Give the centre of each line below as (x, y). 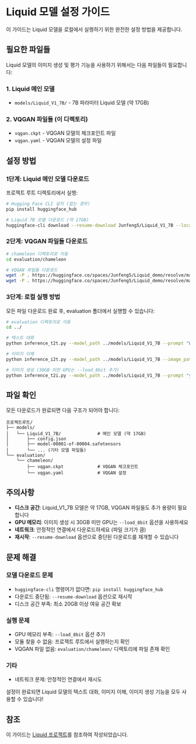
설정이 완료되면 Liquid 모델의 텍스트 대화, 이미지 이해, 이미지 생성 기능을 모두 (93, 692)
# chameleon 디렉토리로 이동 (37, 254)
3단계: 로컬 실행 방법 (33, 297)
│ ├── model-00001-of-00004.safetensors (64, 444)
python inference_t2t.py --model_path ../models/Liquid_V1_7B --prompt (95, 343)
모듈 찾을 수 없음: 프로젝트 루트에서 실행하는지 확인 (72, 641)
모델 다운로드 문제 (30, 575)
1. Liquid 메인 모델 (30, 88)
